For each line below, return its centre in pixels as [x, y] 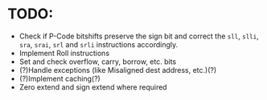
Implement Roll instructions [64, 53]
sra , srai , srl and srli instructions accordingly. [99, 44]
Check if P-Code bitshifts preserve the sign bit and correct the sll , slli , [139, 36]
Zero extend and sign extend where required [93, 87]
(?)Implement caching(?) [60, 78]
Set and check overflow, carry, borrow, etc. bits [98, 62]
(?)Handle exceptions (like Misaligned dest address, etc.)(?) [118, 70]
